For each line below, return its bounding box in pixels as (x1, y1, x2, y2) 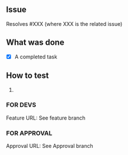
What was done (6, 38, 65, 48)
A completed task (14, 53, 58, 60)
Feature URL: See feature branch (6, 114, 86, 121)
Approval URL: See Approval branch (6, 143, 93, 150)
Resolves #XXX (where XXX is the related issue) (6, 20, 123, 27)
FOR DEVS (6, 101, 36, 109)
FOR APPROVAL (6, 129, 53, 137)
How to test (6, 71, 49, 81)
